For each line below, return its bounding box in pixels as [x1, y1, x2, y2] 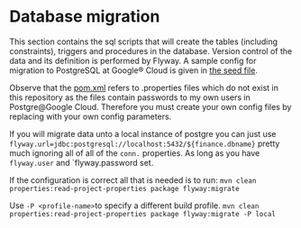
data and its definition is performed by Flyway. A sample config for [9, 55, 257, 66]
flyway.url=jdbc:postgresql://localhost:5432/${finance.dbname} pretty [9, 138, 280, 149]
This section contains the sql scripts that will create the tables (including [9, 36, 278, 47]
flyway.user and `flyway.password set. [9, 157, 154, 168]
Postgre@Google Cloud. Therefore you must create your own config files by [9, 101, 292, 112]
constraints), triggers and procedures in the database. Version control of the [9, 45, 293, 56]
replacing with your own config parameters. [9, 111, 172, 122]
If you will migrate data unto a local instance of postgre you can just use [9, 128, 277, 139]
